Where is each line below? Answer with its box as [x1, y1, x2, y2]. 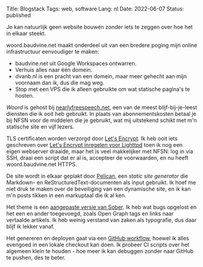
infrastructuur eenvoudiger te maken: [6, 48, 99, 55]
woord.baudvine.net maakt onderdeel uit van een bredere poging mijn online [6, 42, 198, 49]
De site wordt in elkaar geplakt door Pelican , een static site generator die [6, 172, 188, 180]
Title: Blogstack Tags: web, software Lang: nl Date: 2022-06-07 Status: [6, 5, 184, 12]
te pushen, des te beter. [6, 254, 65, 261]
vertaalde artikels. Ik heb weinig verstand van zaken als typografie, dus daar [6, 217, 197, 223]
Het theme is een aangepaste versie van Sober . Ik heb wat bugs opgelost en [6, 203, 197, 211]
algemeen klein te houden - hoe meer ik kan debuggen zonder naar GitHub [6, 248, 194, 254]
